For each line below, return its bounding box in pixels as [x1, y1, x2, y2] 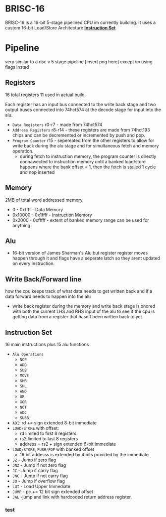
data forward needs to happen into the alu [5, 293, 91, 299]
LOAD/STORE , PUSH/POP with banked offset [12, 446, 95, 452]
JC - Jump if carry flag [12, 467, 58, 473]
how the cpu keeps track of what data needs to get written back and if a [5, 288, 153, 294]
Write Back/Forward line [5, 275, 82, 283]
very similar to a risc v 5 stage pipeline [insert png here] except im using [5, 58, 153, 65]
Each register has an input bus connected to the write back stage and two [5, 101, 156, 107]
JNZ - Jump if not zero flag [12, 462, 66, 468]
